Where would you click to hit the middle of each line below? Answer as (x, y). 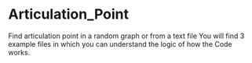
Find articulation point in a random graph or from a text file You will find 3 (126, 36)
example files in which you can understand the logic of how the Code (121, 44)
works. (19, 52)
